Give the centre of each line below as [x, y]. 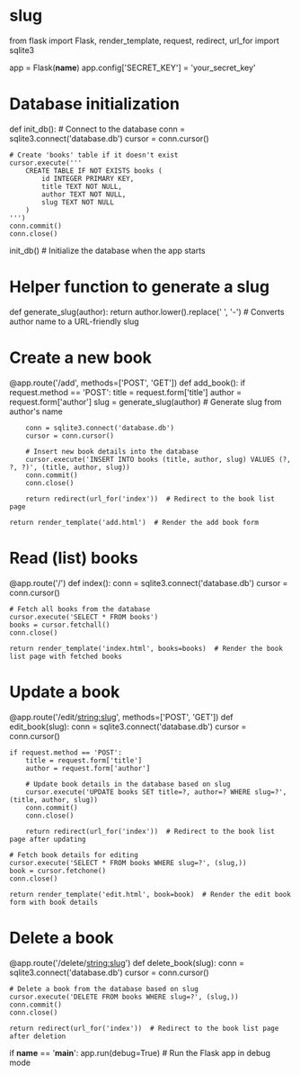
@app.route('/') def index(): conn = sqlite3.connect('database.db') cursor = [149, 583]
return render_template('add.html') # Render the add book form [134, 522]
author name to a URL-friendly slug [74, 321]
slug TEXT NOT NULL [78, 202]
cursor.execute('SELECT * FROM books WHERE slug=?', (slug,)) [128, 863]
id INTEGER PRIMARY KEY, [88, 178]
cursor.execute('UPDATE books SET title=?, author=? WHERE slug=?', [156, 792]
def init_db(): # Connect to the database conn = [97, 129]
